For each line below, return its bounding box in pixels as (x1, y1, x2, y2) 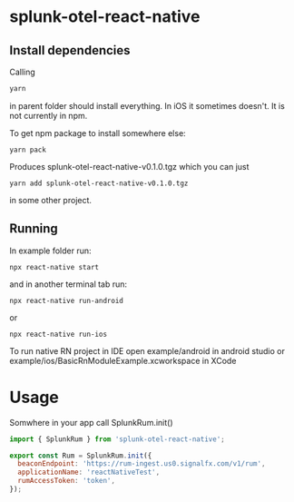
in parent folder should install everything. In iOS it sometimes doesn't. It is (9, 100, 286, 111)
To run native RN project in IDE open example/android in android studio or (9, 345, 286, 356)
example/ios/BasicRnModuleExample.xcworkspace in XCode (9, 355, 237, 366)
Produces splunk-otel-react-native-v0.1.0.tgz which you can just (9, 161, 250, 172)
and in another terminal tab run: (9, 279, 128, 290)
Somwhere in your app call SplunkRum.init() (9, 417, 174, 428)
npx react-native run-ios (9, 330, 107, 339)
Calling (9, 66, 36, 77)
